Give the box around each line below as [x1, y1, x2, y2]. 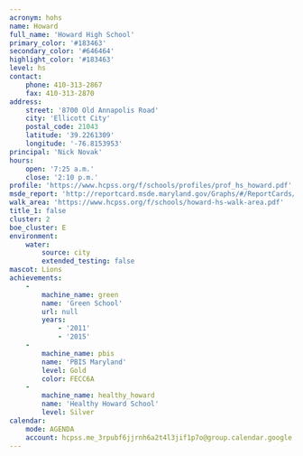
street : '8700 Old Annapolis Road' [25, 106, 160, 115]
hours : [9, 155, 34, 165]
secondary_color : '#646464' [9, 47, 115, 56]
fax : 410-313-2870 [25, 88, 95, 98]
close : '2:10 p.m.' [25, 172, 99, 181]
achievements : [9, 274, 63, 283]
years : [41, 315, 67, 325]
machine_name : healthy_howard [41, 391, 155, 400]
